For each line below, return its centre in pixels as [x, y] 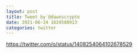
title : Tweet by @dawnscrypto [43, 17]
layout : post [22, 11]
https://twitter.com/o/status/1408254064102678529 [69, 44]
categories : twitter [31, 28]
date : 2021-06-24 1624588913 [42, 22]
